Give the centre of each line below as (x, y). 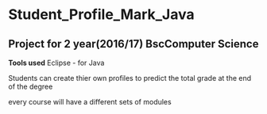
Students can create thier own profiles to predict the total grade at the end (130, 78)
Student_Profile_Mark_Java (101, 15)
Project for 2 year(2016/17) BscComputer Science (133, 44)
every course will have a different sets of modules (90, 102)
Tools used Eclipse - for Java (56, 63)
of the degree (31, 86)
